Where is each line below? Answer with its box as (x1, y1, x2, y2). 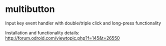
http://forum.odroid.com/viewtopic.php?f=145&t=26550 (5, 35, 120, 41)
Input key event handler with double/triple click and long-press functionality (5, 20, 161, 26)
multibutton (5, 3, 55, 15)
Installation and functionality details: (5, 29, 79, 35)
